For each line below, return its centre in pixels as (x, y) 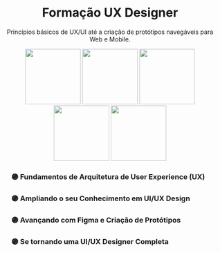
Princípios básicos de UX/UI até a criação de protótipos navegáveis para (110, 32)
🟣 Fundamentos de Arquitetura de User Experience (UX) (108, 176)
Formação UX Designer (110, 13)
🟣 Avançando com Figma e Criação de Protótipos (96, 220)
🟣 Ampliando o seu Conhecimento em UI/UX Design (101, 198)
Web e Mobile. (110, 39)
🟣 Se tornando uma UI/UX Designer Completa (90, 241)
